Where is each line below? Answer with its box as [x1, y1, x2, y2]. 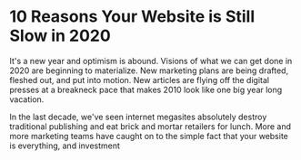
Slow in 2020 [9, 25, 111, 46]
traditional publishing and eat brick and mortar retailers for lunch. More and [9, 120, 292, 132]
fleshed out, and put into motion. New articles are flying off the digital [9, 74, 270, 85]
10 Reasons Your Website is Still [9, 6, 256, 27]
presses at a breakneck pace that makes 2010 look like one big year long [9, 84, 283, 95]
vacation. [9, 93, 45, 105]
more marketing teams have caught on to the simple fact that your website [9, 130, 289, 141]
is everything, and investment [9, 140, 121, 151]
